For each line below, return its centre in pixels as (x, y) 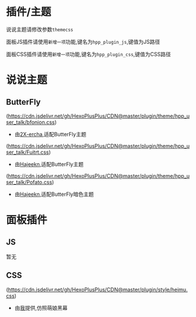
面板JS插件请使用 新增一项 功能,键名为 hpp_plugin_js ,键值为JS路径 (83, 42)
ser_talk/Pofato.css (29, 182)
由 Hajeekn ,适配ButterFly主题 (49, 164)
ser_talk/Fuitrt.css (27, 152)
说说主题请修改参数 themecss (40, 29)
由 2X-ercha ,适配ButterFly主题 (50, 134)
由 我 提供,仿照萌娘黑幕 (41, 308)
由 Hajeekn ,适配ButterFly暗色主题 (54, 194)
